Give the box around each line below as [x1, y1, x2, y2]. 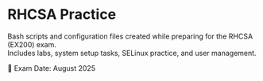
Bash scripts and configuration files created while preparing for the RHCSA [7, 31, 253, 41]
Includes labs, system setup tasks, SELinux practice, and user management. [7, 48, 257, 57]
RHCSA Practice [7, 6, 117, 24]
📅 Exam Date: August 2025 [7, 63, 96, 72]
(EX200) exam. [7, 39, 56, 49]
